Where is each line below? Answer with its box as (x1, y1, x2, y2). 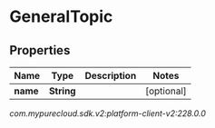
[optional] (144, 84, 188, 97)
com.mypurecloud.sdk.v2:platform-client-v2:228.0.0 (9, 108, 207, 119)
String (48, 84, 76, 97)
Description (84, 70, 137, 82)
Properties (9, 43, 71, 58)
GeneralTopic (9, 6, 113, 27)
